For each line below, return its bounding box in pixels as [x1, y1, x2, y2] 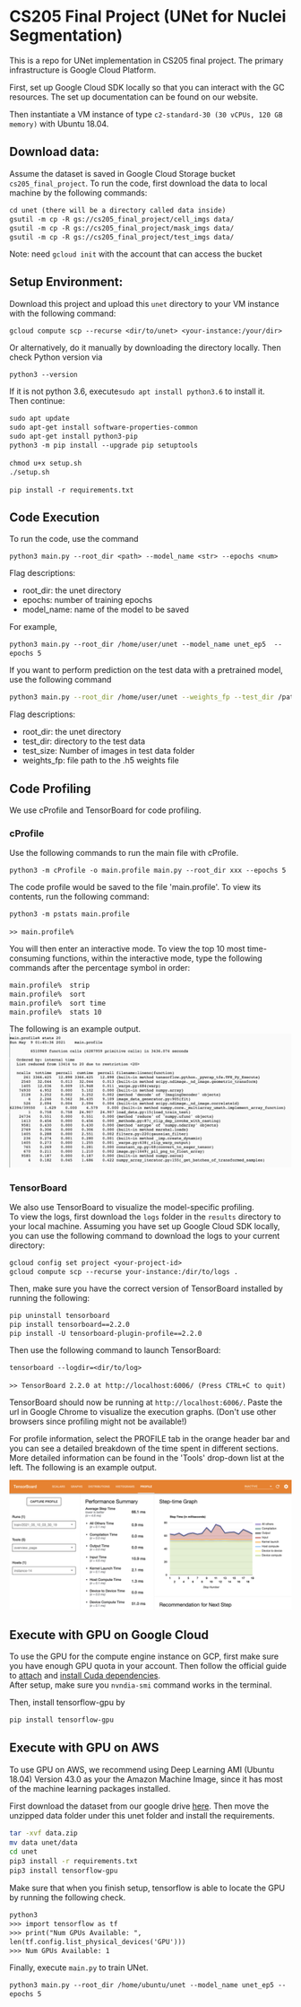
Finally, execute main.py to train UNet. [9, 1962, 149, 1973]
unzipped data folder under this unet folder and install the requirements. [9, 1810, 275, 1820]
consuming [9, 953, 51, 964]
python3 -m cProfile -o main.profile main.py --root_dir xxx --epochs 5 [9, 866, 287, 876]
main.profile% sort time [9, 999, 106, 1008]
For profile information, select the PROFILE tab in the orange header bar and [9, 1433, 290, 1444]
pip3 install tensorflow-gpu [9, 1866, 118, 1876]
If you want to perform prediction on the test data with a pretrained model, [9, 665, 284, 676]
